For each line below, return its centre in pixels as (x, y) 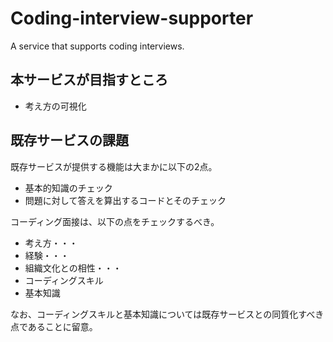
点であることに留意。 (54, 326)
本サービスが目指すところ (89, 80)
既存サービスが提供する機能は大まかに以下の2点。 (114, 166)
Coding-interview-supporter (132, 18)
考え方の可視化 (55, 106)
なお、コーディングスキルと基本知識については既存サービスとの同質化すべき (167, 314)
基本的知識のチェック (68, 188)
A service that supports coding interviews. (97, 46)
